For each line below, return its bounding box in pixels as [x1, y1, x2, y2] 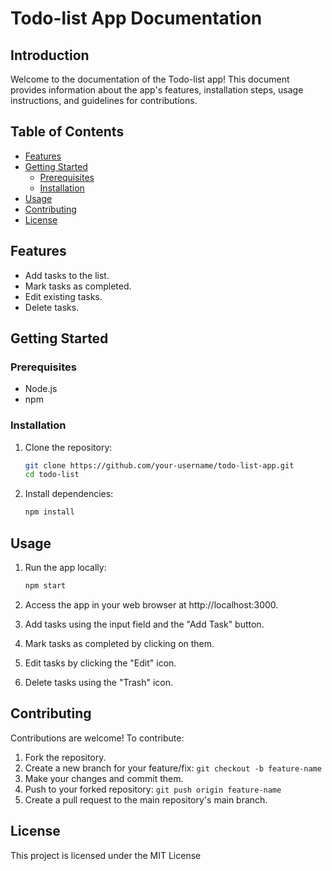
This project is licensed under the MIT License [10, 849, 202, 861]
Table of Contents [10, 123, 125, 141]
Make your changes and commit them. [24, 772, 184, 784]
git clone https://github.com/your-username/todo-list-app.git [24, 460, 295, 471]
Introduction [10, 47, 90, 64]
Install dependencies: [24, 488, 114, 500]
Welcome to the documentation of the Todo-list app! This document [10, 73, 290, 85]
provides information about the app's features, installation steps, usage [10, 84, 304, 96]
